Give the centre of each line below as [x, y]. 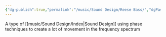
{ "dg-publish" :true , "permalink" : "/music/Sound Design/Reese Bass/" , [77, 10]
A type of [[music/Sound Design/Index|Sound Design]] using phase [74, 24]
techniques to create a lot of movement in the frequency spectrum [73, 29]
